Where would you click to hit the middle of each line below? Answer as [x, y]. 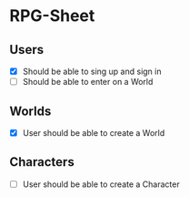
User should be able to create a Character [101, 184]
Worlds [30, 111]
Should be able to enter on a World [88, 82]
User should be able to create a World [94, 132]
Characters [42, 162]
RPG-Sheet [52, 16]
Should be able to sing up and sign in [92, 71]
